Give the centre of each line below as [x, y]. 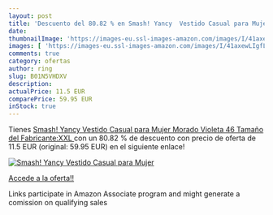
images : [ [25, 46]
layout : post [30, 16]
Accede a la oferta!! [41, 178]
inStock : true [32, 106]
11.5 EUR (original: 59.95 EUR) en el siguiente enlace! [97, 147]
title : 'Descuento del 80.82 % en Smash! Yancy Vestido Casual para [129, 24]
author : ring [30, 69]
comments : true [34, 54]
